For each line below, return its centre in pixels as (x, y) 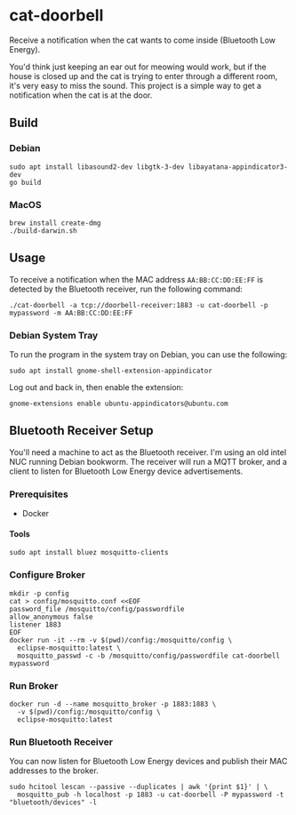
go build (25, 182)
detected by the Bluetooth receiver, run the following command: (126, 289)
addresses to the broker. (54, 771)
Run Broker (34, 685)
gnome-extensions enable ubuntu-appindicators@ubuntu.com (119, 404)
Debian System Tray (54, 335)
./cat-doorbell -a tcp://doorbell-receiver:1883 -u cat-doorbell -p (139, 305)
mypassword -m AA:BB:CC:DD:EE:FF (71, 313)
